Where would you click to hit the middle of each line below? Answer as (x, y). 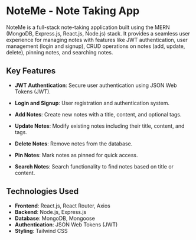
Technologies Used (42, 191)
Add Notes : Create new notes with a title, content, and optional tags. (98, 114)
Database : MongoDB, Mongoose (55, 218)
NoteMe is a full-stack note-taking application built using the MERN (88, 27)
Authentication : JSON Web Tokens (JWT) (66, 224)
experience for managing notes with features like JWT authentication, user (97, 40)
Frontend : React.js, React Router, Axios (62, 206)
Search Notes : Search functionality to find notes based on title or (94, 166)
